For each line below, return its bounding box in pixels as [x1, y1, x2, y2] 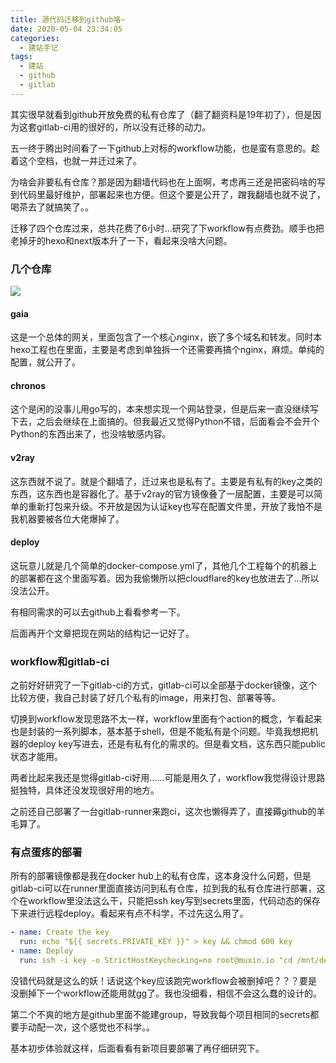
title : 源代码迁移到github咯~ [10, 14, 126, 25]
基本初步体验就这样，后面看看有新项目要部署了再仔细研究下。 [10, 1042, 265, 1054]
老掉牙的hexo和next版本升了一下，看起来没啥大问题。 [10, 234, 233, 246]
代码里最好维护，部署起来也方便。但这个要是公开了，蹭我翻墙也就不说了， [18, 188, 326, 200]
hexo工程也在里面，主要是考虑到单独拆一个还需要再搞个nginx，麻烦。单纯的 [10, 344, 325, 356]
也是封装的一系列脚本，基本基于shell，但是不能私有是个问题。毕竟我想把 [10, 726, 310, 738]
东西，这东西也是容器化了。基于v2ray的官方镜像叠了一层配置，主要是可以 [10, 487, 315, 500]
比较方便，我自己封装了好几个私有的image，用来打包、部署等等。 [10, 692, 282, 704]
